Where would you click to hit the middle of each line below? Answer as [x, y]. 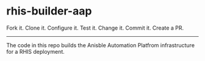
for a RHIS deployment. [36, 51]
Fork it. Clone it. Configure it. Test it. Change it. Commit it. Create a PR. [95, 28]
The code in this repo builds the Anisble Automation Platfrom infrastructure [101, 45]
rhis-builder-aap [49, 11]
